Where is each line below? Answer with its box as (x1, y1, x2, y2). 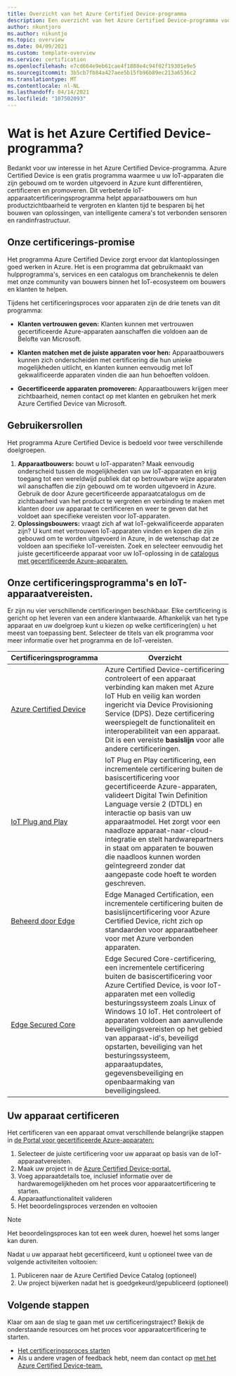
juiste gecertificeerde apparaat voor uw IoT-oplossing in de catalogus (17, 549, 219, 558)
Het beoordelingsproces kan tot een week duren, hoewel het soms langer (7, 1229, 220, 1237)
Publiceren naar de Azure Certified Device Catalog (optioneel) (17, 1271, 197, 1280)
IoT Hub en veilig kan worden (105, 691, 202, 701)
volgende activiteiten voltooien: (7, 1258, 98, 1266)
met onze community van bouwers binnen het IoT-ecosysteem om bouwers (7, 277, 226, 285)
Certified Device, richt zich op (105, 916, 204, 926)
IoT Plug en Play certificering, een (105, 755, 216, 765)
